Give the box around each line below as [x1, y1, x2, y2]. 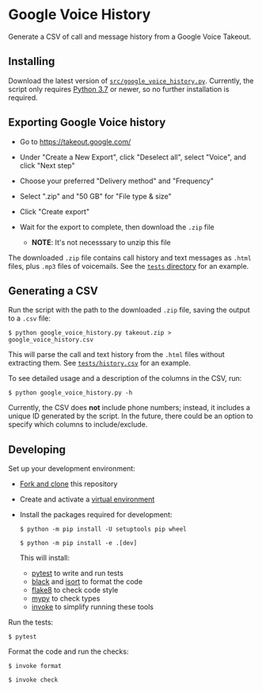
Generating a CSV [8, 284, 99, 298]
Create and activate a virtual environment [19, 494, 155, 505]
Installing [8, 55, 55, 68]
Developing [8, 443, 66, 456]
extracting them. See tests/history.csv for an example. [8, 359, 192, 368]
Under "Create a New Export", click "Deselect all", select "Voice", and [19, 152, 247, 162]
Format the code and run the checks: [8, 647, 129, 656]
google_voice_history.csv [8, 336, 93, 344]
